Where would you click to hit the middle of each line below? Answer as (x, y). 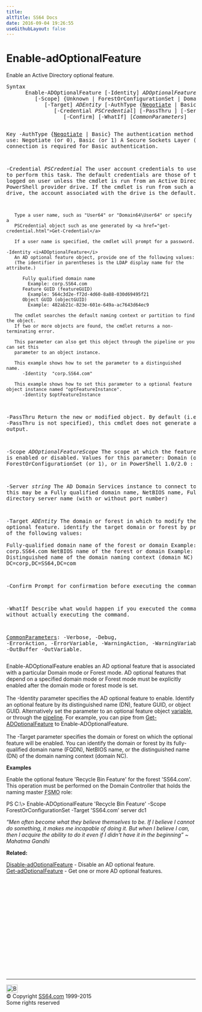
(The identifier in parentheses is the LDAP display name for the (99, 263)
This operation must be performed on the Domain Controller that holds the (98, 786)
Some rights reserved (33, 1003)
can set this (23, 348)
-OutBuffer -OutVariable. (44, 650)
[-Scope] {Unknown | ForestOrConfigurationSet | (108, 99)
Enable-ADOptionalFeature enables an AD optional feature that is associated (101, 666)
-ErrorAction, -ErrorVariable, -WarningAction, (78, 644)
